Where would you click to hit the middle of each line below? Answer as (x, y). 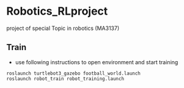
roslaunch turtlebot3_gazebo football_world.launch (73, 73)
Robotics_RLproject (57, 11)
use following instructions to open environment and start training (97, 62)
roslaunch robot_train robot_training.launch (65, 79)
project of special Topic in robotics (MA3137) (63, 28)
